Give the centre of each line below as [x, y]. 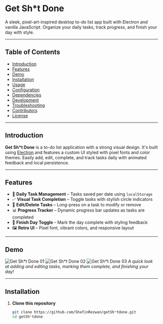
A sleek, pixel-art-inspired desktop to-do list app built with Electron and [76, 22]
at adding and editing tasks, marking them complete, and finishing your [77, 267]
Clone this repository [34, 303]
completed [23, 217]
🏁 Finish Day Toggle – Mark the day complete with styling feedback [80, 222]
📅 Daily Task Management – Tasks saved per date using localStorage [82, 194]
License [20, 115]
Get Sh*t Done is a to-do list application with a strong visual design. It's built [81, 147]
